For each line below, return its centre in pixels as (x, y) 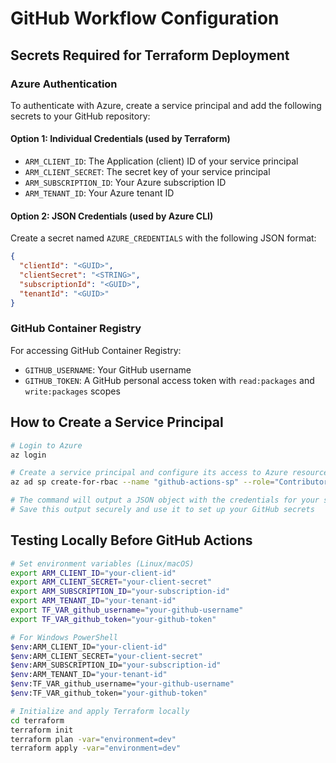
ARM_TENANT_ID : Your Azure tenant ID (99, 193)
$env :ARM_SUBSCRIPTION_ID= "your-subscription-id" (116, 665)
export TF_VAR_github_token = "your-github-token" (113, 619)
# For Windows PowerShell (64, 637)
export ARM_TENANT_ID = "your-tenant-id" (93, 601)
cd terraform (37, 720)
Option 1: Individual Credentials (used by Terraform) (120, 139)
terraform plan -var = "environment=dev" (93, 739)
